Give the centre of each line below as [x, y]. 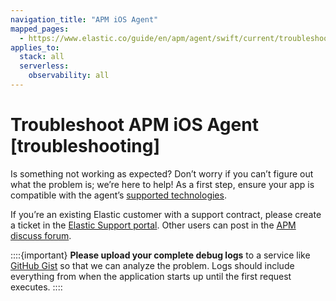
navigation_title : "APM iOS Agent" [84, 19]
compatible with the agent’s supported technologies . [118, 195]
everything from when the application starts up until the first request [151, 276]
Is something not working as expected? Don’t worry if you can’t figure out [162, 173]
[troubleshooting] [85, 146]
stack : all [42, 57]
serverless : [44, 66]
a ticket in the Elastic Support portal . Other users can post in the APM [153, 225]
